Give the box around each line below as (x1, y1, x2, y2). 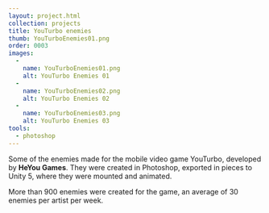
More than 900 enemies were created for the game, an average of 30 (8, 186, 239, 196)
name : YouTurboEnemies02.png (23, 86, 121, 95)
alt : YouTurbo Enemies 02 (23, 94, 110, 102)
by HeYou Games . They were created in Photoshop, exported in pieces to (8, 162, 252, 172)
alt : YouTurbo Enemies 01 (23, 72, 110, 80)
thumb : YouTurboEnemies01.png (8, 34, 110, 43)
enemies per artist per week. (8, 195, 104, 205)
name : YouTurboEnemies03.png (23, 110, 121, 118)
